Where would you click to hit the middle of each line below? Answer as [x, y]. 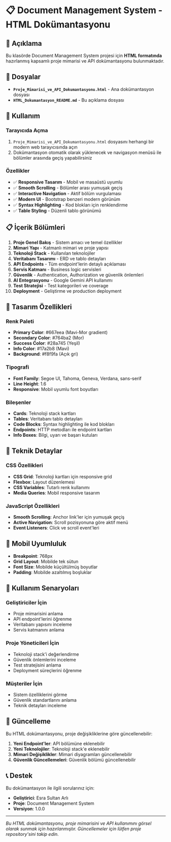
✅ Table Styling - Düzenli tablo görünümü [57, 211]
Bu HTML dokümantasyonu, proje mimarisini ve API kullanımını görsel [79, 823]
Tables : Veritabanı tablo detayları [48, 418]
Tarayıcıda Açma [27, 131]
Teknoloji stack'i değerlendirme [46, 654]
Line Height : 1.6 [30, 384]
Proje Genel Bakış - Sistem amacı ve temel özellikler [68, 242]
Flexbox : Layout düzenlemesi [44, 482]
